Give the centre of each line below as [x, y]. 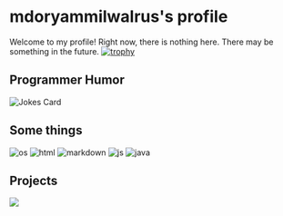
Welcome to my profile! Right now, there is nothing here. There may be [141, 42]
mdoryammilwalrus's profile [119, 17]
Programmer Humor [67, 80]
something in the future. [55, 51]
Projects [34, 180]
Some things [46, 130]
